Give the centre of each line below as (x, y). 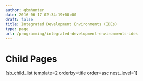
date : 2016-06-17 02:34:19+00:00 (41, 15)
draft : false (19, 19)
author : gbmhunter (25, 10)
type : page (17, 29)
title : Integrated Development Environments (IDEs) (61, 24)
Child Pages (31, 59)
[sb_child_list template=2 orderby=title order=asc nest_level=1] (71, 73)
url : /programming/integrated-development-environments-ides (72, 34)
